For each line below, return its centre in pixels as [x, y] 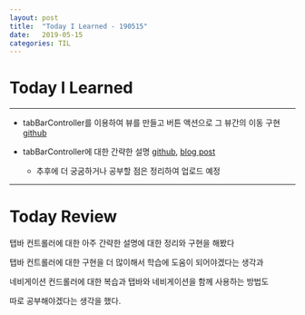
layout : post [34, 18]
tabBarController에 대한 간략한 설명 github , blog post [119, 152]
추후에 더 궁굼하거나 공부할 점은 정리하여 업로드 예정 [128, 171]
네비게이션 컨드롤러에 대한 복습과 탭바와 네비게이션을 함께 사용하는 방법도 [139, 281]
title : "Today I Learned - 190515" [79, 26]
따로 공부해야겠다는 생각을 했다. [65, 301]
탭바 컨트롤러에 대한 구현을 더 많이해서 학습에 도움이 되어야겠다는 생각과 [137, 262]
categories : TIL [40, 43]
